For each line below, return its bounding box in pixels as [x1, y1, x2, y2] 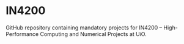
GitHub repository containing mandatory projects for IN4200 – [6, 24, 163, 31]
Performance [6, 30, 39, 37]
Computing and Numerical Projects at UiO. [40, 30, 147, 37]
